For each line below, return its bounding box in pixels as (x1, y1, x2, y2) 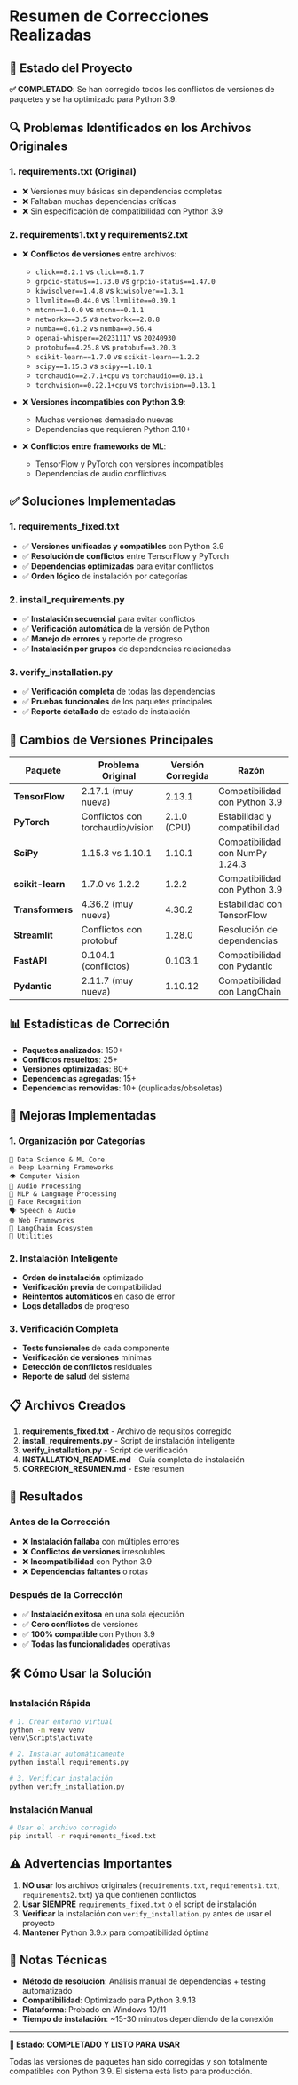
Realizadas (9, 25, 92, 45)
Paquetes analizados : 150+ (21, 1044, 124, 1055)
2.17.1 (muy (81, 785, 134, 798)
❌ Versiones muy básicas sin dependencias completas (21, 185, 223, 196)
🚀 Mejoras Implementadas (9, 1108, 157, 1123)
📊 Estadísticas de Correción (9, 1017, 170, 1032)
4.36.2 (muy (81, 898, 134, 910)
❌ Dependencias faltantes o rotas (21, 1566, 149, 1577)
